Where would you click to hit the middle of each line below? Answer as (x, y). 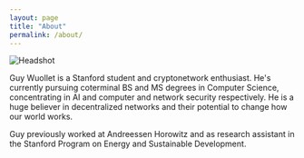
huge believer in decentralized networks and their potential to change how (148, 107)
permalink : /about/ (46, 35)
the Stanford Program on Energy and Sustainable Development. (128, 144)
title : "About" (38, 26)
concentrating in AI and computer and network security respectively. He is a (152, 97)
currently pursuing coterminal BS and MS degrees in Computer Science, (144, 88)
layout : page (34, 18)
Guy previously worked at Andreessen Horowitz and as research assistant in (152, 134)
